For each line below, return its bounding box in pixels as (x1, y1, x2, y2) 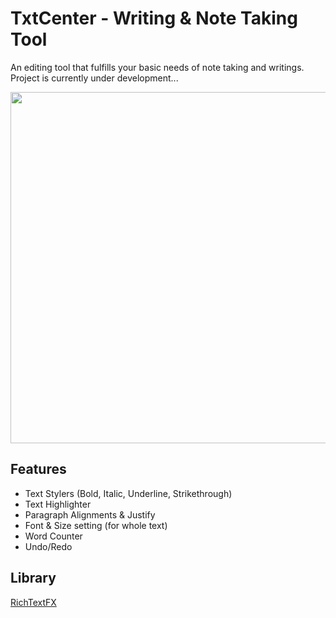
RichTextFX (10, 596, 57, 608)
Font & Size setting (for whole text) (24, 519, 168, 531)
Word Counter (24, 530, 83, 542)
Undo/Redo (24, 540, 73, 552)
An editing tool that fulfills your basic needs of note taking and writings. (10, 61, 305, 73)
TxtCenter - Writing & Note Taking (10, 7, 298, 30)
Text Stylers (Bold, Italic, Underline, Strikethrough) (24, 487, 233, 499)
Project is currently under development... (10, 72, 179, 84)
